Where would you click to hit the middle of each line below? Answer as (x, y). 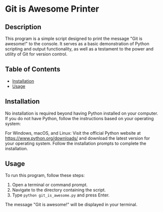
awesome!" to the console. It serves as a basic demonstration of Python (77, 44)
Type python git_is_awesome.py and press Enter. (61, 195)
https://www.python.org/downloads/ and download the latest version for (78, 138)
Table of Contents (33, 69)
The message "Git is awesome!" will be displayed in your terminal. (71, 205)
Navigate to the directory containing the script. (59, 190)
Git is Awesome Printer (52, 9)
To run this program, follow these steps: (45, 176)
